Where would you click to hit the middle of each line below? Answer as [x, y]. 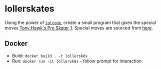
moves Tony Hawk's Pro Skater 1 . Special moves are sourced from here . [79, 27]
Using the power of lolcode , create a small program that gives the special [80, 22]
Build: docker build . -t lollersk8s [50, 55]
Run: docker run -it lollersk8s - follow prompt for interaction [77, 61]
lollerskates [29, 9]
